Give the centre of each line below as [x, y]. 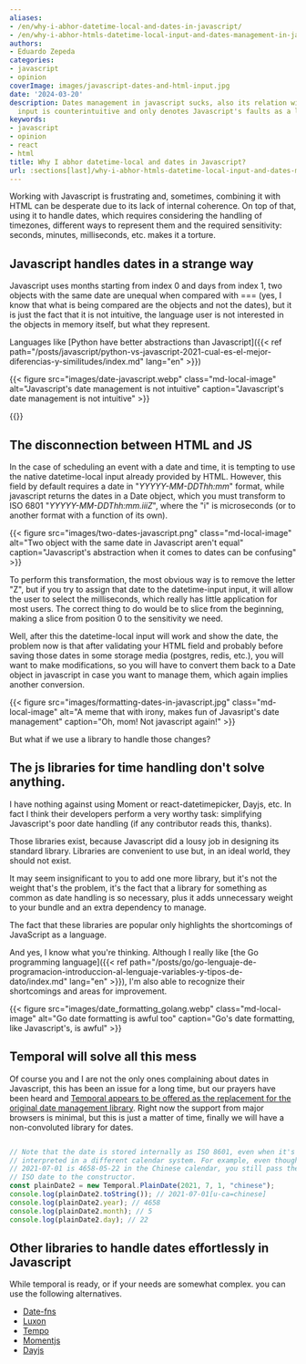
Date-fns [39, 1312]
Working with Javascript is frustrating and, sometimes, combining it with [145, 196]
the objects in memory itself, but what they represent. [110, 325]
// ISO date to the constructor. [73, 1177]
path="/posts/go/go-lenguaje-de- [193, 962]
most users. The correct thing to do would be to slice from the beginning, [147, 609]
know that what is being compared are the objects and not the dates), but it [151, 305]
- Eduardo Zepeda [42, 52]
